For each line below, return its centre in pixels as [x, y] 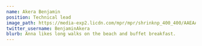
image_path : [21, 23]
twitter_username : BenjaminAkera [48, 28]
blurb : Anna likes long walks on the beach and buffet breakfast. [91, 34]
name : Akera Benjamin [33, 12]
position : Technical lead [38, 17]
